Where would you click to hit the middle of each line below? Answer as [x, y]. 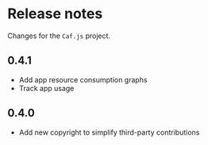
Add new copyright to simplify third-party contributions [109, 132]
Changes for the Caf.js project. [59, 36]
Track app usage [46, 88]
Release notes [55, 14]
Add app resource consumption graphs [83, 79]
